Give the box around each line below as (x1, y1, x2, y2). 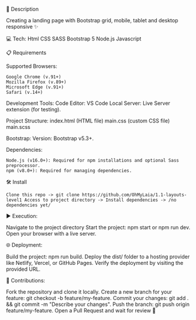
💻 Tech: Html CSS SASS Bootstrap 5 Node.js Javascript (6, 35, 142, 42)
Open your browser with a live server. (6, 230, 97, 237)
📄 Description (6, 6, 39, 12)
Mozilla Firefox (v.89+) (6, 79, 67, 85)
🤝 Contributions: (6, 277, 46, 284)
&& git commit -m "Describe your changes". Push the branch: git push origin (6, 301, 190, 308)
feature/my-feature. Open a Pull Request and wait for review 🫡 (6, 307, 156, 314)
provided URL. (6, 265, 41, 273)
